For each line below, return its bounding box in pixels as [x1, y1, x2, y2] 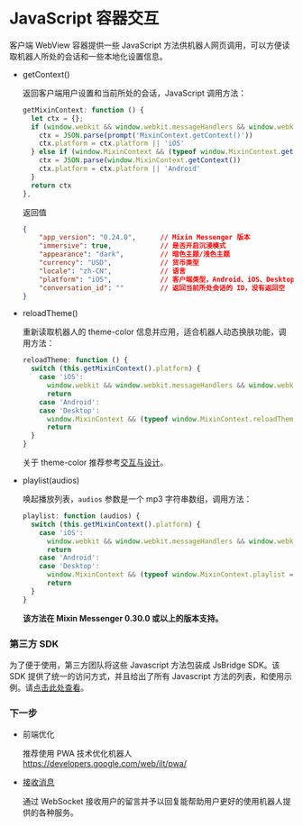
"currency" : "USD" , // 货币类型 [39, 259, 200, 268]
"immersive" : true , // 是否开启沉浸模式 [39, 241, 226, 250]
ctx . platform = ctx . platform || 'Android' [39, 164, 201, 174]
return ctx [31, 181, 72, 190]
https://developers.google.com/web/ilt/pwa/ [22, 758, 188, 769]
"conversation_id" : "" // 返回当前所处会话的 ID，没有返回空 [39, 283, 286, 293]
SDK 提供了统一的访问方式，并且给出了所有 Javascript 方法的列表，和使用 [9, 670, 284, 681]
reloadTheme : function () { [22, 356, 128, 365]
